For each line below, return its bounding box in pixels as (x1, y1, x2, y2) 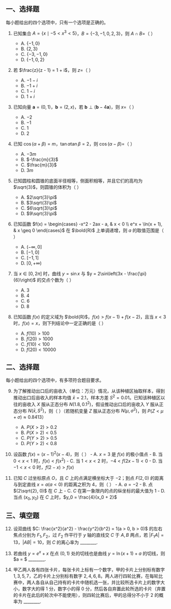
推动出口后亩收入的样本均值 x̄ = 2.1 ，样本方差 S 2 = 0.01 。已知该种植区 (13, 394, 161, 400)
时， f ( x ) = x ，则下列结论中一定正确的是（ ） (13, 320, 106, 327)
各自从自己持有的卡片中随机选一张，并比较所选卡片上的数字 (35, 579, 161, 585)
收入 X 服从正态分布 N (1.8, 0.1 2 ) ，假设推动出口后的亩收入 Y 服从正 (26, 400, 164, 407)
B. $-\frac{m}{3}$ (20, 157, 59, 163)
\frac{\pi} (127, 271, 147, 277)
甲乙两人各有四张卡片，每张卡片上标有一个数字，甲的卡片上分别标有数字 (13, 566, 165, 572)
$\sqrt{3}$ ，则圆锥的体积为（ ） (13, 184, 82, 190)
